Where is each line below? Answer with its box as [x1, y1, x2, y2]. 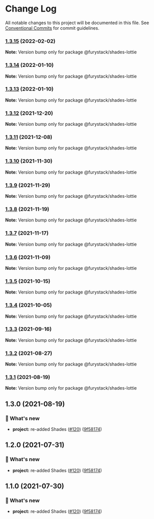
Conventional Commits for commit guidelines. [5, 25, 99, 31]
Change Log [5, 3, 57, 15]
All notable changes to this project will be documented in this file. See [5, 20, 149, 26]
